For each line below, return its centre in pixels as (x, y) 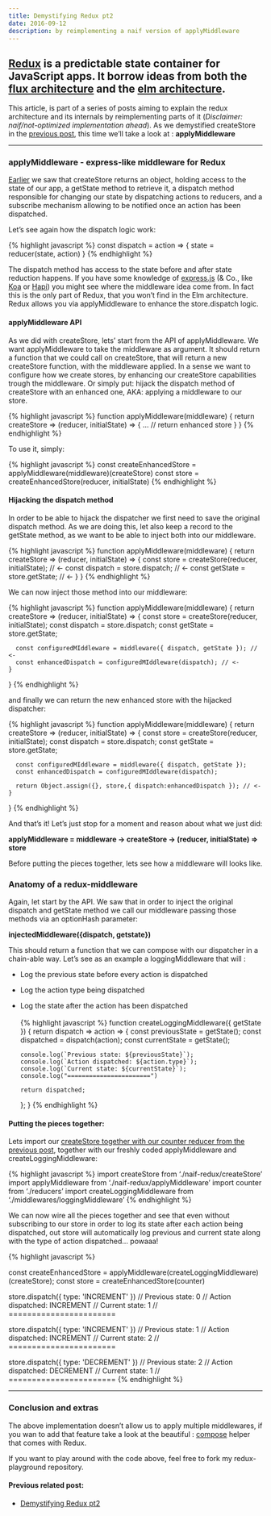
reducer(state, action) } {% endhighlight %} (81, 254)
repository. (66, 1467)
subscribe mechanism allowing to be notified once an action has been (125, 206)
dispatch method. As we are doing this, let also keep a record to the (121, 526)
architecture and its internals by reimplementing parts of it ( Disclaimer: (126, 117)
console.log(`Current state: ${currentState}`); (103, 1069)
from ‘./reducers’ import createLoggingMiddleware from (101, 1192)
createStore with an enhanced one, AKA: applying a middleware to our (125, 391)
